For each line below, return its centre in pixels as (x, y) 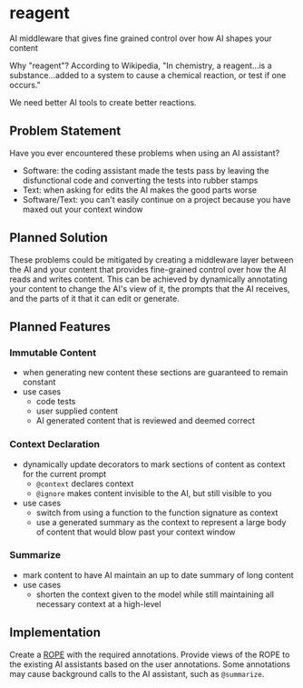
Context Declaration (54, 444)
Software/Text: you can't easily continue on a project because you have (157, 199)
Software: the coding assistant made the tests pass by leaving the (146, 170)
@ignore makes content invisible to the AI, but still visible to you (154, 493)
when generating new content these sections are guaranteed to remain (155, 373)
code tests (56, 402)
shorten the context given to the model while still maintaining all (155, 594)
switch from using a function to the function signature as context (157, 513)
